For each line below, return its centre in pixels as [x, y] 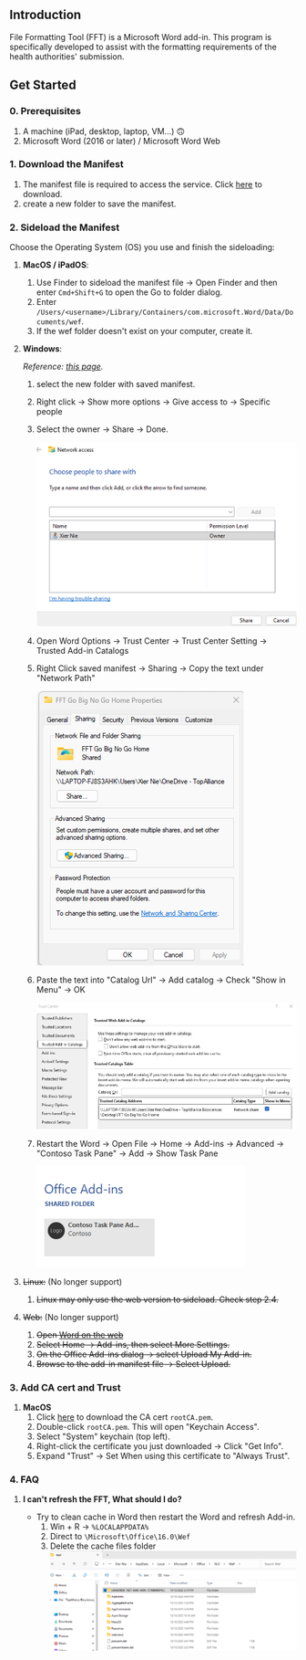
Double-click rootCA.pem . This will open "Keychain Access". [148, 1426]
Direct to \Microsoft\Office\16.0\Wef [120, 1537]
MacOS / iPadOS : [56, 265]
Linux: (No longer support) [72, 1281]
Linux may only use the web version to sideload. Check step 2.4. [158, 1299]
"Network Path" [66, 678]
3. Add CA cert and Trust [65, 1387]
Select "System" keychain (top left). [103, 1436]
